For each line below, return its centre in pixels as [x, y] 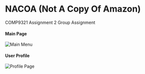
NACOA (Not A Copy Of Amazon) [73, 9]
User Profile [18, 55]
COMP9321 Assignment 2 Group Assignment [50, 22]
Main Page [16, 34]
